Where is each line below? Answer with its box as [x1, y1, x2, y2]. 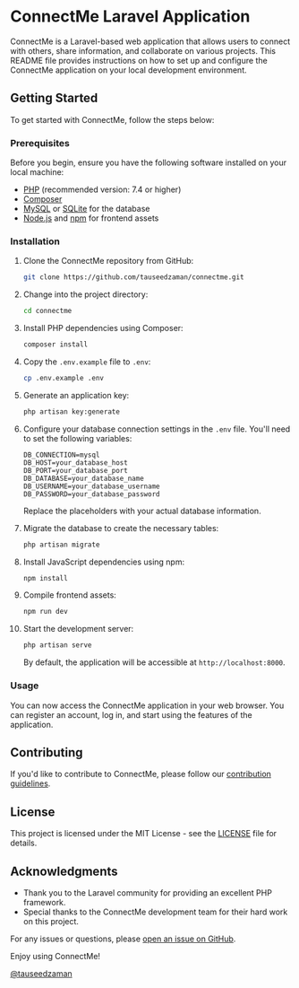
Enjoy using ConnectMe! [10, 950, 101, 961]
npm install [22, 573, 68, 582]
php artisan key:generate [22, 407, 120, 416]
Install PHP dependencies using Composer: [22, 323, 184, 334]
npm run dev [22, 608, 68, 616]
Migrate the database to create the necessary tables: [22, 522, 219, 533]
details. [10, 837, 38, 849]
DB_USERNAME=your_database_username [22, 482, 160, 491]
